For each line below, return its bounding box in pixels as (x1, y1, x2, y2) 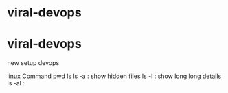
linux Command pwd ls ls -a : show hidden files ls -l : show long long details (7, 72, 222, 80)
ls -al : (7, 79, 25, 88)
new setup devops (7, 59, 60, 67)
